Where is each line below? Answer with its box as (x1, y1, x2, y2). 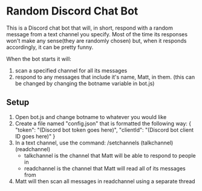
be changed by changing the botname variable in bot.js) (15, 80, 155, 87)
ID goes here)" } (15, 132, 56, 140)
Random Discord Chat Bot (6, 4, 138, 18)
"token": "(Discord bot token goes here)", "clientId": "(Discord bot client (15, 126, 194, 134)
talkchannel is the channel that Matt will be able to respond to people (24, 152, 197, 159)
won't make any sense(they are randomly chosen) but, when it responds (6, 37, 187, 44)
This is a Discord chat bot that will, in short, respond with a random (6, 24, 174, 31)
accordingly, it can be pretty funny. (6, 44, 94, 51)
